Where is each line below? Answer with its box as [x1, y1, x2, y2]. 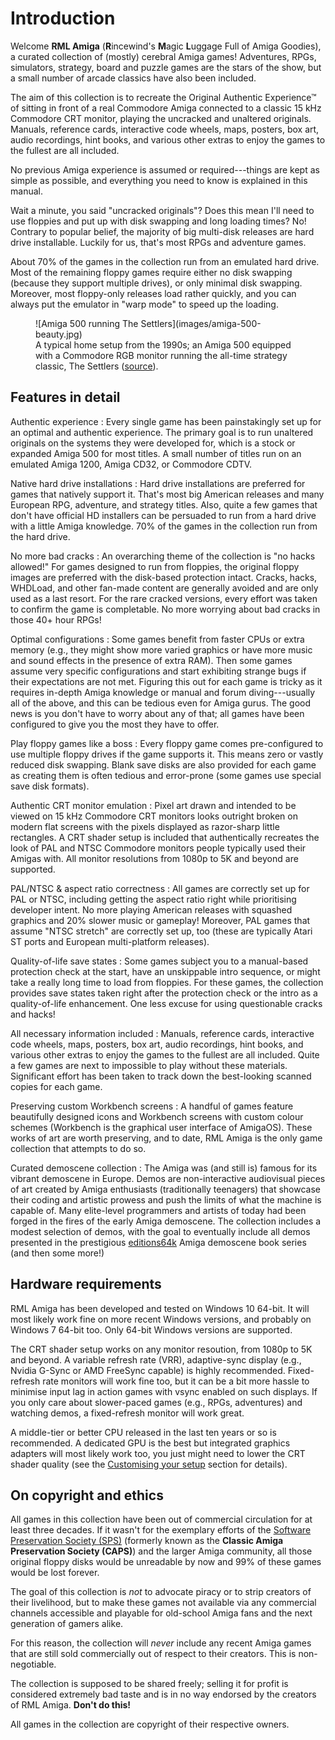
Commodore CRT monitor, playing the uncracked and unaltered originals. [10, 112, 312, 124]
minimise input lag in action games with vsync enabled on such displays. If [10, 1385, 318, 1397]
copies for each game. [10, 1080, 103, 1092]
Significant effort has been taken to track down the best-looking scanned [10, 1070, 312, 1082]
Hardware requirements [10, 1276, 162, 1293]
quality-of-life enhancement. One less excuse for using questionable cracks [10, 997, 323, 1009]
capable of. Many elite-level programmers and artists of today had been [10, 1204, 307, 1216]
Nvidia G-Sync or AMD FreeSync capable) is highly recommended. [10, 1364, 286, 1376]
